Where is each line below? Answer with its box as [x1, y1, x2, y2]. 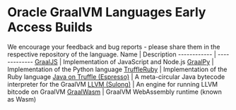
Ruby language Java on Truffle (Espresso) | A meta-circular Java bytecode [7, 72, 225, 81]
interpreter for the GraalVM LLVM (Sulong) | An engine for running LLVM [7, 80, 218, 88]
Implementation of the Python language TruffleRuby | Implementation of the [7, 65, 228, 73]
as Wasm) [7, 94, 37, 103]
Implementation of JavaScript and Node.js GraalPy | [63, 57, 214, 66]
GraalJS [34, 57, 58, 66]
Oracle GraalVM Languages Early [7, 4, 206, 20]
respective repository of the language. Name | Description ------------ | [7, 50, 217, 59]
